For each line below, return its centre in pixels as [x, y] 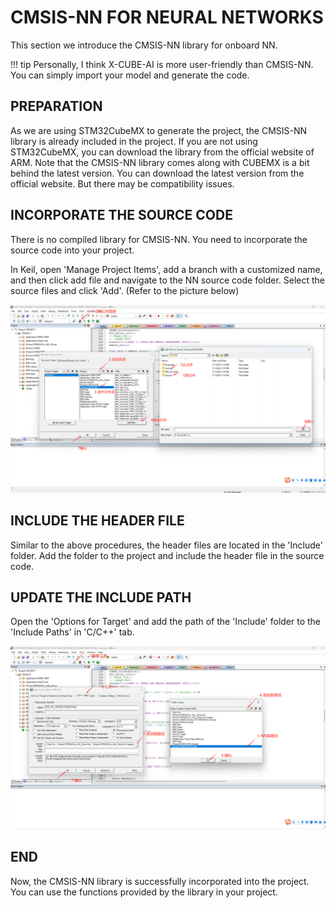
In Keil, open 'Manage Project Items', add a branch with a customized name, [166, 269]
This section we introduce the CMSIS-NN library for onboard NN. [144, 45]
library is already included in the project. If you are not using [134, 141]
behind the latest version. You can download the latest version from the [157, 173]
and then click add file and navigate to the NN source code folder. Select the [168, 280]
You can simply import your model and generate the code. [130, 75]
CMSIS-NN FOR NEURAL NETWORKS [167, 17]
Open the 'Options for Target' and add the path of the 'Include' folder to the [166, 622]
